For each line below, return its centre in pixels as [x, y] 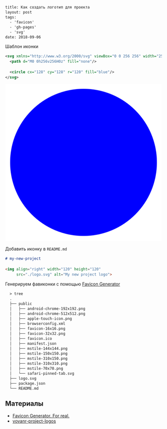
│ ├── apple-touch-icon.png [41, 318]
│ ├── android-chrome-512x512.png [47, 313]
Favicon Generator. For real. [41, 416]
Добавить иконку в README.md [36, 249]
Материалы [24, 404]
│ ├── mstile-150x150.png [39, 353]
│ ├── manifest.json [33, 343]
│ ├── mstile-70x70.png [37, 368]
